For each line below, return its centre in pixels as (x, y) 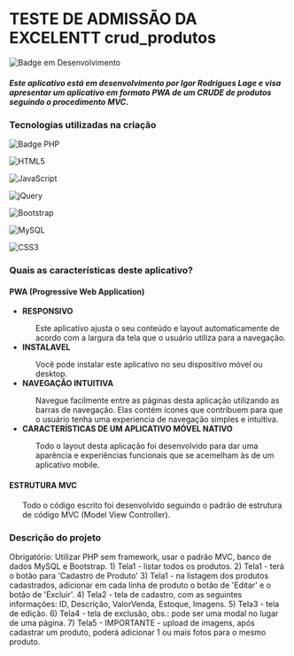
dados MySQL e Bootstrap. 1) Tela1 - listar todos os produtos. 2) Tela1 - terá (147, 566)
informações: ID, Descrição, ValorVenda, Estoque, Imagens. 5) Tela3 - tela (144, 604)
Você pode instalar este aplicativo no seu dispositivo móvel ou (149, 365)
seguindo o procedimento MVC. (69, 101)
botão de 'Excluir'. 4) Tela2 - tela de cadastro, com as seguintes (126, 594)
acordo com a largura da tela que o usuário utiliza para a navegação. (160, 338)
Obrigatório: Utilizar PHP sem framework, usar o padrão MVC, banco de (140, 557)
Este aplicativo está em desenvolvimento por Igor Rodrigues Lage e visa (145, 83)
